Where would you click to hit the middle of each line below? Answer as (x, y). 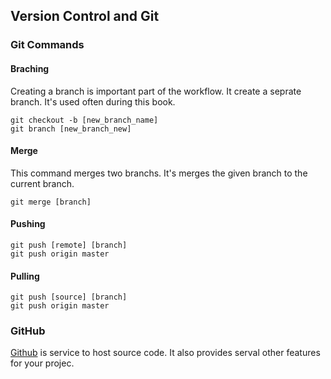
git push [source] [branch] (69, 297)
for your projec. (42, 363)
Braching (30, 68)
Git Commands (47, 45)
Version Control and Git (85, 16)
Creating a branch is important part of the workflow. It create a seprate (156, 91)
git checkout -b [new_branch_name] (84, 120)
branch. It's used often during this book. (93, 101)
